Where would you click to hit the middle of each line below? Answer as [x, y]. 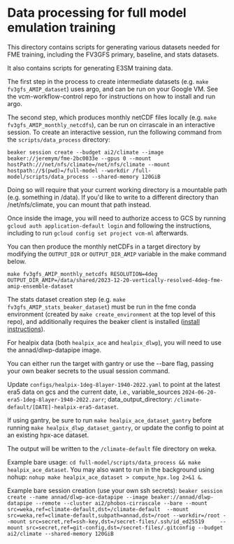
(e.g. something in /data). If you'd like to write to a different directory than [113, 197]
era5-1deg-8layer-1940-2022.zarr [56, 399]
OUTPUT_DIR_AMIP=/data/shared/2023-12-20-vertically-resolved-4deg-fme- [115, 280]
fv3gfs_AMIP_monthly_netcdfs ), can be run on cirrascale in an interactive [111, 124]
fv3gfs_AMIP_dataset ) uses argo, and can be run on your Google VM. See [113, 89]
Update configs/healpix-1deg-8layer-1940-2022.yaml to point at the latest [114, 384]
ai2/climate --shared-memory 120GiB [60, 534]
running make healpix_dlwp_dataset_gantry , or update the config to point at [116, 427]
